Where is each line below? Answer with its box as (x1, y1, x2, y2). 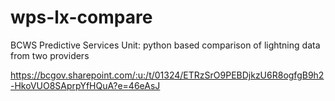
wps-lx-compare (10, 6, 153, 29)
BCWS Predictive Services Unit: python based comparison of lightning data (10, 39, 321, 51)
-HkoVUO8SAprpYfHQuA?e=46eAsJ (10, 79, 161, 91)
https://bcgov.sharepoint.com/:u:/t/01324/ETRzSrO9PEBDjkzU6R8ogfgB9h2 (10, 69, 325, 81)
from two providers (10, 49, 90, 61)
